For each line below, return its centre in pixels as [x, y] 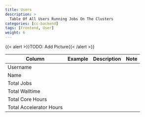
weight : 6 [15, 33]
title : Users [18, 10]
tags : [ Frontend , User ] [30, 28]
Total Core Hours [27, 99]
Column [35, 59]
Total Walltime [24, 91]
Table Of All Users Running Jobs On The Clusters [61, 19]
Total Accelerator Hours [35, 107]
